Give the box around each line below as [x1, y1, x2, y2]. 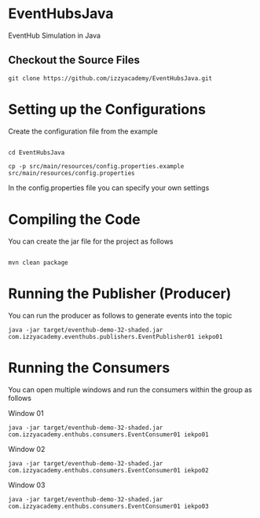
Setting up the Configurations [8, 100, 207, 118]
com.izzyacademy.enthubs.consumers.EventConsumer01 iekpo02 [8, 466, 210, 474]
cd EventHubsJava [8, 149, 65, 156]
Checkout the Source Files [8, 53, 140, 67]
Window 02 [8, 444, 46, 454]
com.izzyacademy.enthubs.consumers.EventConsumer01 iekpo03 [8, 502, 210, 510]
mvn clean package [8, 259, 68, 266]
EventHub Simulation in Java [8, 31, 101, 40]
